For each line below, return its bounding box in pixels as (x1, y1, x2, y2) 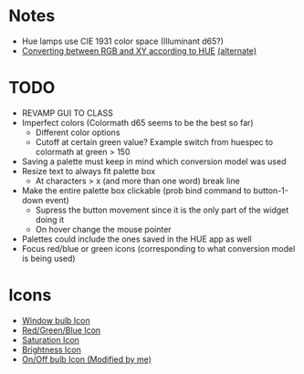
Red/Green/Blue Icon (21, 325, 101, 336)
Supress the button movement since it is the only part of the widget (35, 204, 289, 215)
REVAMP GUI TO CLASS (21, 107, 113, 119)
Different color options (35, 127, 121, 138)
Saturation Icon (21, 334, 79, 345)
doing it (35, 213, 65, 224)
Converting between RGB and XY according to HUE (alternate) (21, 45, 257, 56)
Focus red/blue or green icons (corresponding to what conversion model (21, 243, 296, 254)
